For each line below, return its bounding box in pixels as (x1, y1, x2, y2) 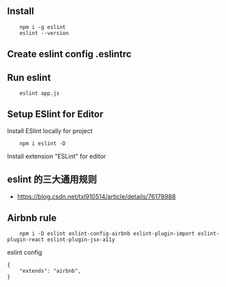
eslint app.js (19, 90, 60, 97)
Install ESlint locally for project (7, 126, 93, 135)
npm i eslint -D (19, 140, 67, 147)
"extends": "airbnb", (19, 268, 81, 275)
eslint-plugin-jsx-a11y (47, 236, 115, 243)
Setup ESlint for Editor (7, 108, 104, 120)
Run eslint (7, 71, 52, 83)
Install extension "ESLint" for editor (7, 152, 106, 160)
